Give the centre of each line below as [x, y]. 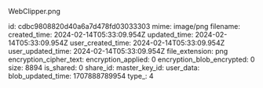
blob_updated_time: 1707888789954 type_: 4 [81, 76]
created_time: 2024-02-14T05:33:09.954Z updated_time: [101, 35]
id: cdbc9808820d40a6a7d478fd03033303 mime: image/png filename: [124, 26]
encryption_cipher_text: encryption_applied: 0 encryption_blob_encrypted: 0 [131, 59]
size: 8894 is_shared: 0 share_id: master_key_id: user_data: [104, 68]
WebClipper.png [34, 11]
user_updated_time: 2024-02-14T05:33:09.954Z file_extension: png [118, 51]
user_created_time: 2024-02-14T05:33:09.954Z [147, 43]
